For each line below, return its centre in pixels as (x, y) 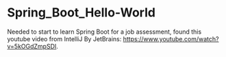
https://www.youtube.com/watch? (171, 38)
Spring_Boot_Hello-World (81, 13)
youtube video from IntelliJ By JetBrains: (64, 38)
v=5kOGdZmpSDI (32, 46)
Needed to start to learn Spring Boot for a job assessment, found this (104, 32)
